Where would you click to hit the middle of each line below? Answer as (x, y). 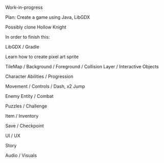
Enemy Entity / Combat (30, 96)
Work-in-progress (24, 7)
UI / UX (13, 135)
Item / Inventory (22, 116)
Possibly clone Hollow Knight (36, 27)
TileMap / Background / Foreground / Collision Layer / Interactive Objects (82, 66)
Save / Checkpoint (25, 126)
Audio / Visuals (21, 155)
